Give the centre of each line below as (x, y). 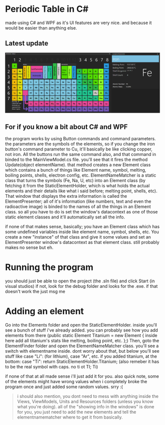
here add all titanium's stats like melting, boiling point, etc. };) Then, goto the (82, 340)
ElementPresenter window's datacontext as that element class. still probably (82, 242)
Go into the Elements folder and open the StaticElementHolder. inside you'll (81, 325)
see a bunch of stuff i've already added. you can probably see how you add (82, 330)
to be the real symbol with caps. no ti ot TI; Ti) (52, 366)
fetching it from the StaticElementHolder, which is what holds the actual (77, 185)
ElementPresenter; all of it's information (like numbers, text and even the (78, 201)
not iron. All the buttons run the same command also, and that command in (81, 154)
